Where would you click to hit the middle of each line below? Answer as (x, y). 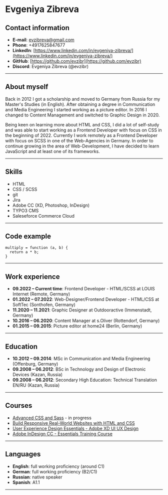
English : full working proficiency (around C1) (58, 466)
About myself (27, 87)
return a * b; (24, 252)
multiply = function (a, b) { (37, 248)
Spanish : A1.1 (26, 482)
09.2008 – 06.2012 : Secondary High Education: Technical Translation (85, 380)
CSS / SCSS (25, 189)
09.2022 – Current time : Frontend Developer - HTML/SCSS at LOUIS (83, 289)
